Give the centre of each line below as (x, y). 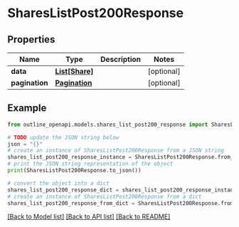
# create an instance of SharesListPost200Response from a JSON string (116, 151)
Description (121, 59)
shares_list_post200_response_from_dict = (71, 203)
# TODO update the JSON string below (63, 137)
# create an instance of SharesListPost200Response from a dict (105, 196)
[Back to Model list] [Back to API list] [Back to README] (89, 217)
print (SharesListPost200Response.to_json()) (74, 171)
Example (27, 108)
